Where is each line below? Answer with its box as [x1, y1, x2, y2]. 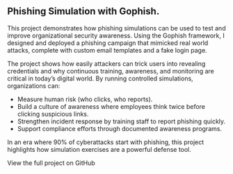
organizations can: [7, 81, 61, 89]
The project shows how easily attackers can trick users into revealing [7, 59, 206, 68]
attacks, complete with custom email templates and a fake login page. [7, 46, 207, 54]
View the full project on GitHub [7, 159, 95, 167]
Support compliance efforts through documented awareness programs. [17, 124, 223, 132]
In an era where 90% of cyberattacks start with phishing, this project [7, 138, 204, 146]
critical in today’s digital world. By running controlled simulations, [7, 74, 193, 82]
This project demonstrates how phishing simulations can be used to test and [7, 24, 226, 32]
